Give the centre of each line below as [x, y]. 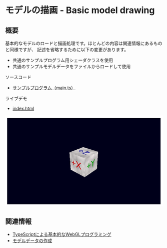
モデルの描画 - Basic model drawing [80, 10]
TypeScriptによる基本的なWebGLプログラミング [62, 234]
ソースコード [18, 77]
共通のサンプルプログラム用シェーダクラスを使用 [63, 60]
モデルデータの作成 [32, 240]
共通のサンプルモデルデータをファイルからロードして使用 [71, 66]
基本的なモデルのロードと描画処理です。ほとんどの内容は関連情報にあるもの [84, 43]
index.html [23, 108]
